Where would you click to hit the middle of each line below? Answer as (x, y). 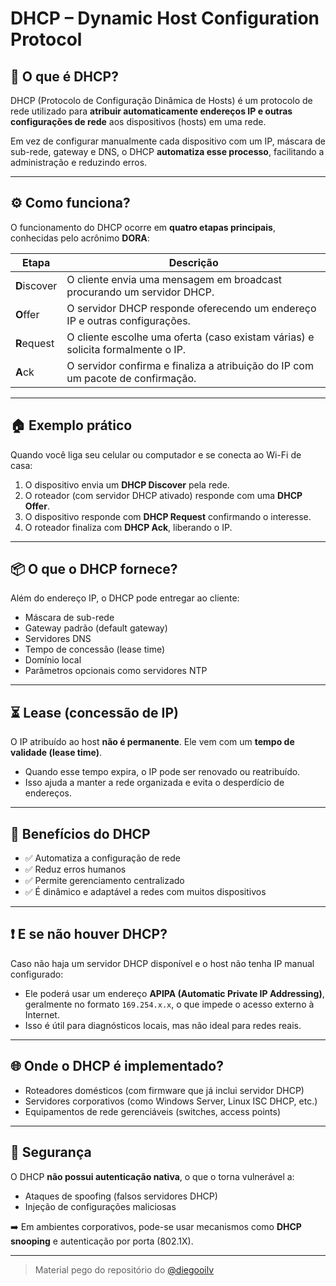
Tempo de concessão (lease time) (95, 649)
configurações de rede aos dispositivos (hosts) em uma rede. (138, 121)
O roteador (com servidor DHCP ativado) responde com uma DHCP (163, 495)
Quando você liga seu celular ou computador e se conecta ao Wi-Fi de (156, 454)
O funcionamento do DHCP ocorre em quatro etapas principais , (143, 227)
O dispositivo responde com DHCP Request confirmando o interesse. (168, 516)
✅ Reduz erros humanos (75, 869)
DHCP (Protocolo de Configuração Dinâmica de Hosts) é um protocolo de (161, 100)
